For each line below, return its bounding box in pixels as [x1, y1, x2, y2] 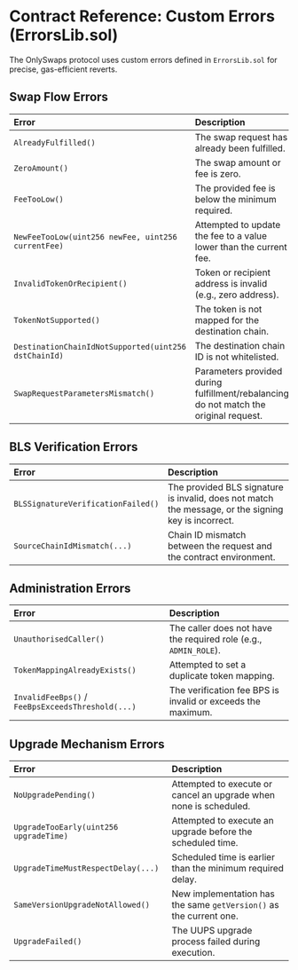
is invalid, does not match [167, 492, 274, 504]
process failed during [171, 935, 261, 948]
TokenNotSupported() [13, 315, 100, 325]
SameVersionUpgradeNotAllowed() [13, 900, 151, 911]
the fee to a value [194, 229, 268, 241]
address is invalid [194, 277, 268, 289]
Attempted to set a [169, 658, 247, 671]
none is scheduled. [171, 800, 251, 813]
